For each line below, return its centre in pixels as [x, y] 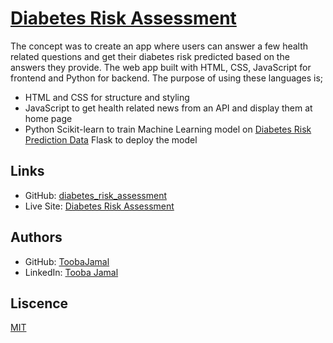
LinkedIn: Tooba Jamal [71, 272]
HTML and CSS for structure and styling [107, 97]
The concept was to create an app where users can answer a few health [159, 46]
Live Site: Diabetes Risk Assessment [99, 206]
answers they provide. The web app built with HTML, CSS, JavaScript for [161, 67]
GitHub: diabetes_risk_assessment [95, 195]
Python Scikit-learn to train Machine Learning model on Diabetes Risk [168, 129]
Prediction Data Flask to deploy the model [111, 139]
